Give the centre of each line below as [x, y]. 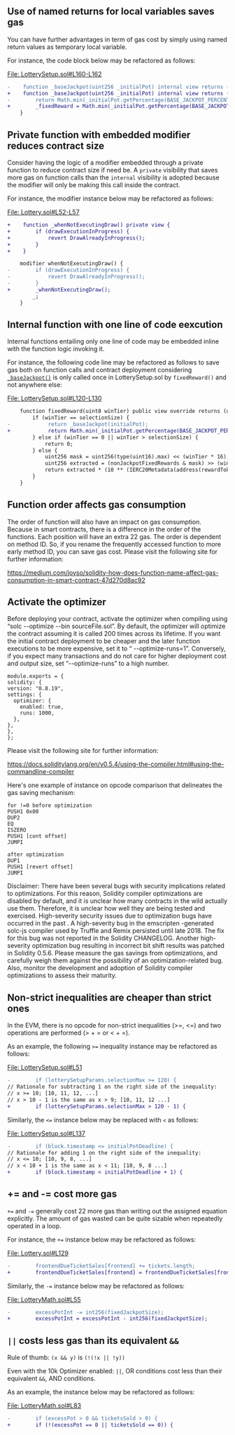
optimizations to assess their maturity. [62, 975]
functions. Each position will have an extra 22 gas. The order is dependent [114, 536]
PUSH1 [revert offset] [40, 867]
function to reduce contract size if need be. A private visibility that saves [113, 170]
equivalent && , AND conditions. [51, 1379]
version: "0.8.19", [36, 689]
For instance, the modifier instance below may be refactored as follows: [111, 198]
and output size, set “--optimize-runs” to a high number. [88, 664]
